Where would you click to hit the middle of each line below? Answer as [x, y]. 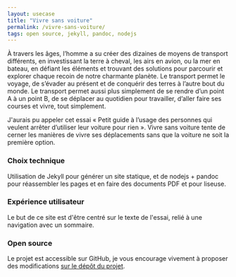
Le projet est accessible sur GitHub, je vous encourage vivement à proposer [118, 259]
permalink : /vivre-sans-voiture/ [56, 27]
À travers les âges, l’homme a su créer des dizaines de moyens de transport [118, 54]
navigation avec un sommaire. [51, 225]
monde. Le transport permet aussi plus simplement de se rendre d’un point [116, 91]
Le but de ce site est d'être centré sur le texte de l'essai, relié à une [105, 217]
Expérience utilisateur [46, 202]
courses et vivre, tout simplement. [57, 106]
